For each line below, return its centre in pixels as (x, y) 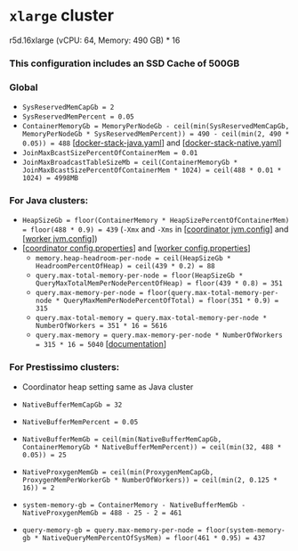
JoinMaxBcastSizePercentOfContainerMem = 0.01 (110, 153)
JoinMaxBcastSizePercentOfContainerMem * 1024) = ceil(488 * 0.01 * (152, 170)
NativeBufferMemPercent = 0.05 (80, 422)
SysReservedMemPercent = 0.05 (78, 117)
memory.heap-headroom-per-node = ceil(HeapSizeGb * (133, 259)
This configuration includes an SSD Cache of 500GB (125, 63)
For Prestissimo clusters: (64, 367)
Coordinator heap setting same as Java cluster (108, 387)
